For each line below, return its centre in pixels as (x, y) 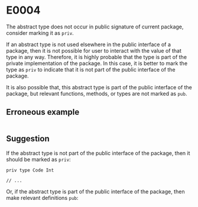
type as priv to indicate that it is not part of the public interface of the (91, 69)
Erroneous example (43, 112)
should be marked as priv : (38, 159)
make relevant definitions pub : (42, 198)
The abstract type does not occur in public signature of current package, (95, 27)
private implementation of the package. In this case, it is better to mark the (97, 63)
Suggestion (28, 139)
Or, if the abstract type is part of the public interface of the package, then (95, 191)
